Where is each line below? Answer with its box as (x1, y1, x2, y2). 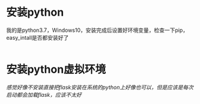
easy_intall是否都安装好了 (6, 34, 69, 41)
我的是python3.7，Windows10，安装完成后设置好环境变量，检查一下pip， (6, 26, 189, 34)
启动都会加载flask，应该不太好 (6, 91, 82, 98)
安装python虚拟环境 (6, 63, 106, 76)
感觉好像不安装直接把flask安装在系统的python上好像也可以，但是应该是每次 (6, 84, 194, 91)
